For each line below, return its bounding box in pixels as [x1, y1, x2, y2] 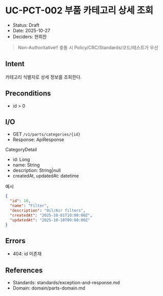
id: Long [12, 156, 30, 163]
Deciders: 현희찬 [12, 33, 47, 40]
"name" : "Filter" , [10, 203, 50, 208]
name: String [12, 162, 40, 168]
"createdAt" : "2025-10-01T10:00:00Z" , [10, 212, 93, 218]
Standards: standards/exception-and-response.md [12, 280, 120, 286]
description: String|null [12, 167, 61, 173]
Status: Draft [12, 22, 40, 28]
